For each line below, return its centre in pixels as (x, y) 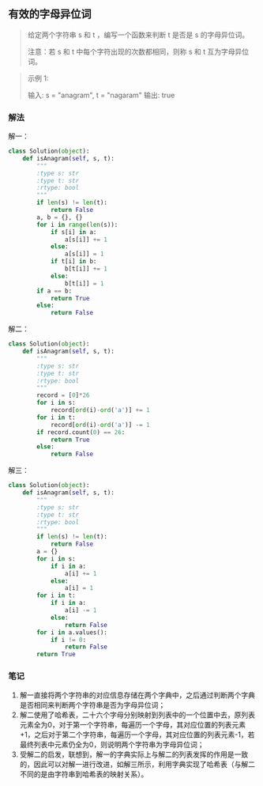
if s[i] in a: (73, 232)
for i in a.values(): (72, 632)
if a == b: (54, 291)
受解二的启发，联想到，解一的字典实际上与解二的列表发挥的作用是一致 (134, 754)
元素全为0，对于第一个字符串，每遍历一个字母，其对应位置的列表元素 (133, 724)
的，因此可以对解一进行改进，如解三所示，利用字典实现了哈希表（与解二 (137, 764)
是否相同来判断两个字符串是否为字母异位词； (92, 705)
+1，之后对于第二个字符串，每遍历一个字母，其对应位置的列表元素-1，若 (137, 735)
